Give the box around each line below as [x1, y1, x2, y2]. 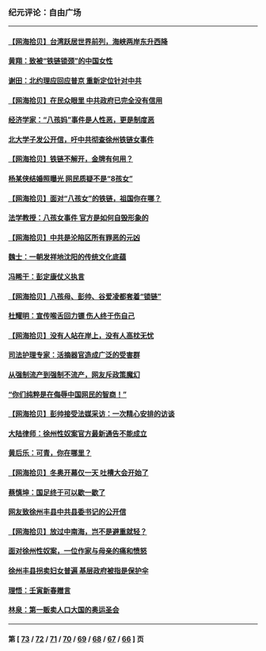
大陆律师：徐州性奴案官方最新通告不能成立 [8, 428, 147, 438]
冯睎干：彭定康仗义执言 [8, 272, 85, 282]
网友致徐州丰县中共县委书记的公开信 [8, 507, 127, 516]
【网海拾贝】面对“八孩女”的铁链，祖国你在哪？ [8, 193, 162, 203]
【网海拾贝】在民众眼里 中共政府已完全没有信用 [8, 95, 163, 105]
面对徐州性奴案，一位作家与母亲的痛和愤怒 [8, 546, 147, 556]
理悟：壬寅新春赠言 [8, 585, 71, 595]
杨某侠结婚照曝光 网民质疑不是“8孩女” [8, 174, 133, 184]
